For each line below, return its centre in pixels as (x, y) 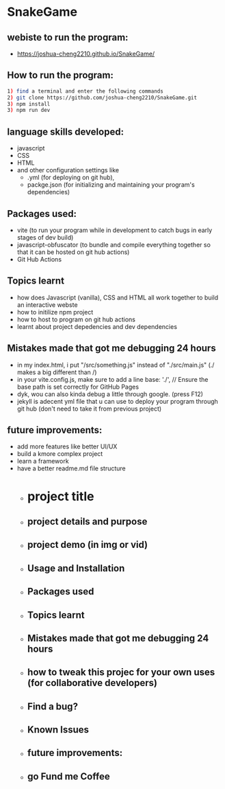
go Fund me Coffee (69, 776)
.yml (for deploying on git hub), (71, 178)
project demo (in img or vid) (88, 545)
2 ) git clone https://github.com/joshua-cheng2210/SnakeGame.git (102, 98)
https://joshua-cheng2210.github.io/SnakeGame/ (86, 54)
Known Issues (58, 730)
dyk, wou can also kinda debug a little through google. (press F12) (110, 394)
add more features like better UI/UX (67, 446)
